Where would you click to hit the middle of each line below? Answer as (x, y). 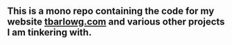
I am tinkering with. (50, 32)
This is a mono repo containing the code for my (111, 11)
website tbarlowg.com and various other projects (116, 22)
